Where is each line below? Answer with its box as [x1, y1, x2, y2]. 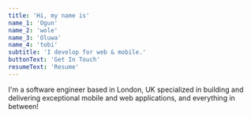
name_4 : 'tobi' [8, 41, 58, 49]
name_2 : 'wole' [8, 26, 58, 34]
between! [8, 101, 39, 111]
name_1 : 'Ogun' [8, 19, 58, 27]
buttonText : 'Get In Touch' [8, 56, 101, 64]
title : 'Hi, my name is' [8, 11, 90, 20]
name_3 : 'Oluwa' [8, 33, 62, 42]
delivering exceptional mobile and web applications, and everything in [8, 92, 235, 103]
